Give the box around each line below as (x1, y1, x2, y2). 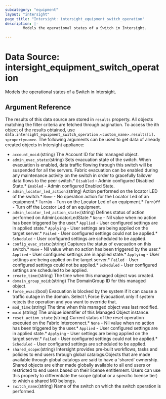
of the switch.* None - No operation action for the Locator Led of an (12, 193, 149, 199)
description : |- (5, 21, 39, 26)
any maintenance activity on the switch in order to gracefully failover (12, 172, 152, 178)
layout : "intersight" (5, 12, 50, 17)
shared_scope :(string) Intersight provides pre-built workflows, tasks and (12, 346, 158, 352)
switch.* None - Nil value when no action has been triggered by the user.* (12, 246, 161, 252)
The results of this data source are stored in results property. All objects (5, 116, 153, 122)
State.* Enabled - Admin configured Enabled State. (12, 183, 115, 189)
